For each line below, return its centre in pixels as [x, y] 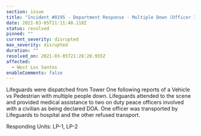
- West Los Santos [35, 67]
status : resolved [28, 28]
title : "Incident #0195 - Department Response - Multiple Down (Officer [99, 17]
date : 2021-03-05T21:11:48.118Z [46, 23]
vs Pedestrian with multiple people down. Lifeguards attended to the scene [99, 96]
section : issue [25, 12]
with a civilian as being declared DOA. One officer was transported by [92, 109]
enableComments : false [34, 73]
